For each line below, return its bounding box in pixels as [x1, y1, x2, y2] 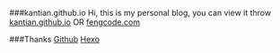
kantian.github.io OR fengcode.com [9, 17, 141, 27]
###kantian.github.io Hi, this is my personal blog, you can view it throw [9, 8, 272, 18]
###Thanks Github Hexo [9, 34, 101, 44]
